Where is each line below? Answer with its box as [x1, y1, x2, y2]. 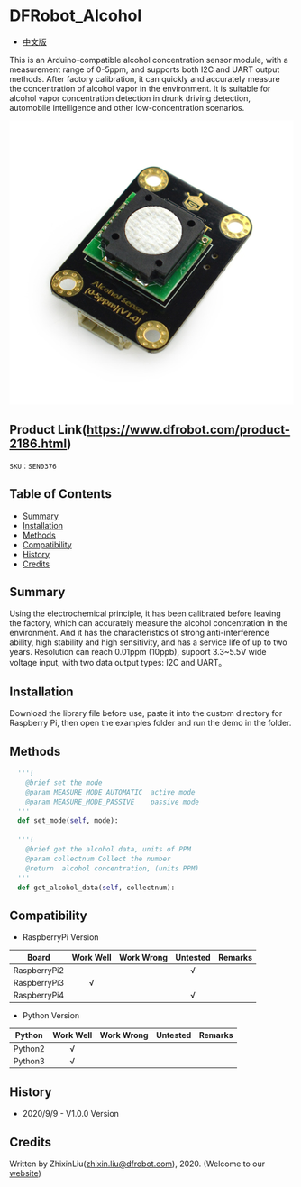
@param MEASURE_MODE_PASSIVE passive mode [25, 797, 200, 806]
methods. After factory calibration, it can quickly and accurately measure [9, 73, 281, 84]
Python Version [22, 1009, 80, 1020]
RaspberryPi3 [13, 978, 65, 989]
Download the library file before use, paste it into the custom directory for [9, 708, 283, 719]
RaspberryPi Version [22, 932, 99, 943]
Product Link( [9, 422, 87, 437]
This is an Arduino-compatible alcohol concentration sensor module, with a [9, 54, 288, 65]
